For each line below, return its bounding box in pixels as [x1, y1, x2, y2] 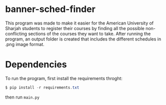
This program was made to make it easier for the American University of [5, 20, 154, 26]
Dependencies [5, 59, 67, 70]
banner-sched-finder [5, 3, 96, 15]
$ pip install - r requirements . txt [5, 85, 79, 90]
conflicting [5, 30, 27, 36]
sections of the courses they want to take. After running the [28, 30, 151, 36]
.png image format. [5, 41, 44, 47]
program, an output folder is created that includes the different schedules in [5, 36, 161, 42]
